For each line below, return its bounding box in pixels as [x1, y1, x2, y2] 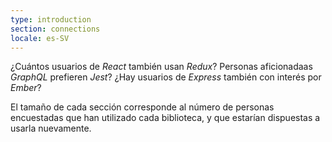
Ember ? [10, 82, 42, 94]
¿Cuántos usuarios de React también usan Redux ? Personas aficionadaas [10, 61, 313, 73]
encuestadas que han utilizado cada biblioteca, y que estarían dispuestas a [10, 112, 321, 124]
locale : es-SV [10, 33, 70, 43]
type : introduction [10, 14, 92, 25]
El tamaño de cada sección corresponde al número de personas [10, 101, 275, 113]
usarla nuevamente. [10, 122, 92, 135]
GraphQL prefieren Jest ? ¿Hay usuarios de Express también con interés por [10, 71, 322, 83]
